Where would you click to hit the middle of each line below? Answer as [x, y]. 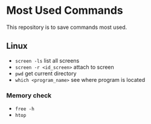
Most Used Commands [65, 11]
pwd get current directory [46, 73]
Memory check [29, 95]
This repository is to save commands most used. [67, 27]
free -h [24, 109]
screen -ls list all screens [47, 60]
